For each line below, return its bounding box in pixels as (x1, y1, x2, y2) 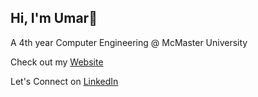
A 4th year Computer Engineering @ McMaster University (10, 36, 248, 48)
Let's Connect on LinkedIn (10, 75, 119, 87)
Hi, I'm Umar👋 (10, 10, 98, 27)
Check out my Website (10, 56, 104, 68)
